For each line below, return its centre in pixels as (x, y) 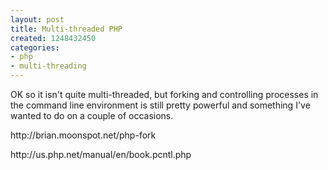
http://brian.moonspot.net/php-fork (83, 135)
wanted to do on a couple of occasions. (92, 115)
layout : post (37, 19)
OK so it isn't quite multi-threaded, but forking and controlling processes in (164, 94)
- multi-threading (48, 66)
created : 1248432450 (53, 38)
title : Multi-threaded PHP (66, 29)
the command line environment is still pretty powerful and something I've (160, 105)
